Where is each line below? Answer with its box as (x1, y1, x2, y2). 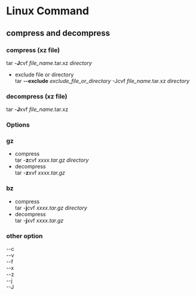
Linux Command (6, 4, 90, 18)
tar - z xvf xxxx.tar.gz (14, 169, 66, 177)
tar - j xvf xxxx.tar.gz (14, 217, 64, 224)
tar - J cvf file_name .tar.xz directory (6, 59, 93, 66)
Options (6, 121, 30, 129)
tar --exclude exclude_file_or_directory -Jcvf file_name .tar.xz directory (14, 77, 190, 84)
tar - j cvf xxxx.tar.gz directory (14, 204, 88, 211)
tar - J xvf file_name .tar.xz (6, 106, 69, 113)
